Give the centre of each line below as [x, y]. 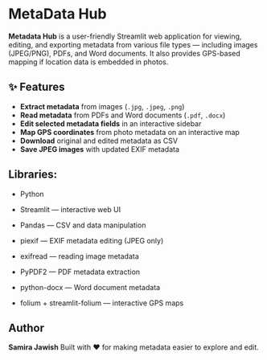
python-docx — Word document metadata [90, 287]
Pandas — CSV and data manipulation [83, 225]
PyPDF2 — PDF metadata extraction [80, 272]
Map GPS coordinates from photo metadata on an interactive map [129, 132]
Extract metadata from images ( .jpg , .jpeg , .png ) [102, 106]
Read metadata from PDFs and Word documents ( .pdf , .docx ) [123, 115]
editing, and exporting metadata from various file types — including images [133, 44]
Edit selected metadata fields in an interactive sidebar [111, 123]
